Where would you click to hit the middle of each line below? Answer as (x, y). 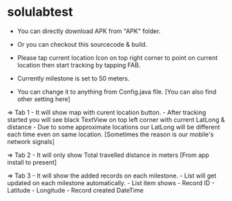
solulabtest (40, 12)
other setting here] (43, 99)
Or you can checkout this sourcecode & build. (82, 44)
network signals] (31, 141)
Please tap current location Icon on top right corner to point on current (117, 57)
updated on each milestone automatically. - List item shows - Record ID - (111, 182)
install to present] (32, 162)
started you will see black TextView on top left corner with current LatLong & (116, 119)
